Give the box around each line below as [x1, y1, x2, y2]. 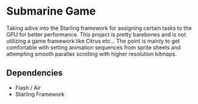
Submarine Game [6, 4, 96, 18]
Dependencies [6, 68, 63, 78]
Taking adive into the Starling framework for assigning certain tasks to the [6, 24, 192, 32]
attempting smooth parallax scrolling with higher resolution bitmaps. [6, 50, 177, 57]
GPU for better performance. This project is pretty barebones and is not [6, 30, 186, 38]
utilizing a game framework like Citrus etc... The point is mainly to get [6, 37, 180, 44]
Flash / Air [15, 84, 41, 91]
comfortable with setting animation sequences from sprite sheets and [6, 44, 181, 51]
